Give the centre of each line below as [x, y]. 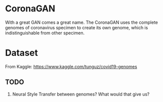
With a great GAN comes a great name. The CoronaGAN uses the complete [81, 22]
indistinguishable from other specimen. [45, 33]
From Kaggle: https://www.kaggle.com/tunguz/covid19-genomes [71, 66]
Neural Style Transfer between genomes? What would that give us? [81, 94]
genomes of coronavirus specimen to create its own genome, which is [77, 27]
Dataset [21, 53]
